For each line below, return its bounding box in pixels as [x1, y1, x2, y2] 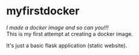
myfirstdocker [6, 4, 80, 18]
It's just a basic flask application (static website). [6, 42, 128, 49]
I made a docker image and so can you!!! [6, 24, 109, 31]
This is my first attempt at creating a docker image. [6, 30, 133, 37]
